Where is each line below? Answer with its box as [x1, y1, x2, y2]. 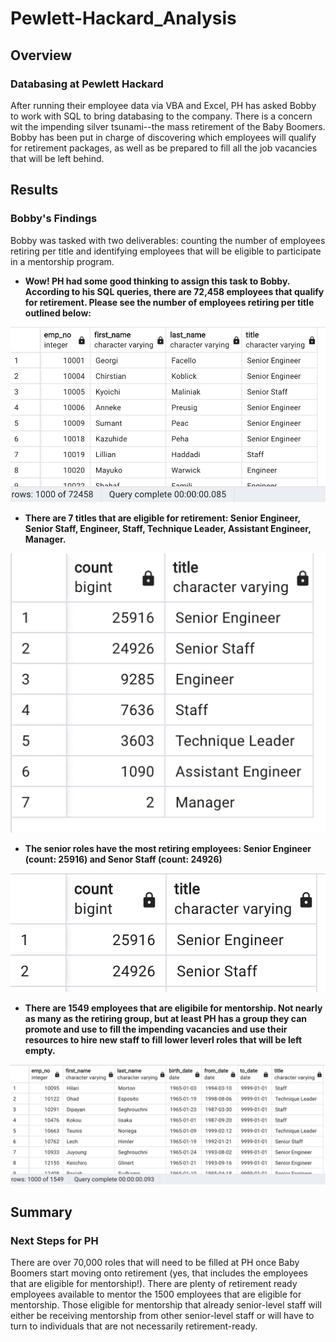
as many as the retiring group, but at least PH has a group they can [24, 1012, 308, 1024]
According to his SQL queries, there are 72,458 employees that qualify [24, 285, 325, 297]
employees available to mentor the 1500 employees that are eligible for [10, 1288, 302, 1301]
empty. [24, 1044, 56, 1056]
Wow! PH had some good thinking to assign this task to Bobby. [24, 275, 291, 287]
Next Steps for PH [10, 1233, 99, 1247]
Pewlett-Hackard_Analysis [10, 7, 237, 30]
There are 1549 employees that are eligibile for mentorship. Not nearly [24, 1002, 323, 1014]
